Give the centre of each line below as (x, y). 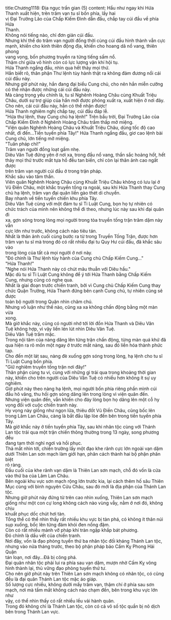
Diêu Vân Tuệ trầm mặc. (31, 334)
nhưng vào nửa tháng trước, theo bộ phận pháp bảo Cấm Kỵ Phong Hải (80, 546)
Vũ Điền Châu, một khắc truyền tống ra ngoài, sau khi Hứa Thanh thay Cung (85, 187)
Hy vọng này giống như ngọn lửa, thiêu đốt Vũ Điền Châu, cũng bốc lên (80, 410)
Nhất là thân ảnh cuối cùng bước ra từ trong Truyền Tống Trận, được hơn (82, 236)
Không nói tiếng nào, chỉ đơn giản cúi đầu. (50, 35)
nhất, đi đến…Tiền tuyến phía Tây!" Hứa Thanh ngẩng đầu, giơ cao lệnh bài (84, 133)
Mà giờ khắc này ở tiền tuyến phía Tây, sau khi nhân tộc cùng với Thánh (80, 427)
